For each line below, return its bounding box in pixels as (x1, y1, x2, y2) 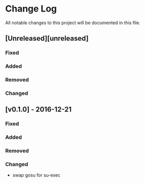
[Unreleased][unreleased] (5, 34, 89, 43)
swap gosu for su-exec (12, 172, 60, 178)
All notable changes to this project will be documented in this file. (5, 20, 141, 26)
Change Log (5, 3, 57, 15)
